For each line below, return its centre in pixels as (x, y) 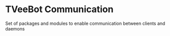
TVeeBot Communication (59, 9)
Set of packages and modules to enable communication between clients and (85, 23)
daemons (15, 28)
